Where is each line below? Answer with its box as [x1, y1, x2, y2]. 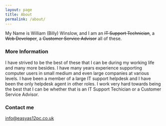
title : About [5, 12, 32, 17]
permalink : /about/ [5, 16, 46, 21]
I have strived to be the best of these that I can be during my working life [5, 59, 155, 65]
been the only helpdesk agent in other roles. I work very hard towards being [5, 80, 161, 86]
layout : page [5, 7, 32, 12]
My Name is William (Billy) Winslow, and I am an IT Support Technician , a [5, 30, 155, 36]
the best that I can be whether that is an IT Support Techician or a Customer [5, 86, 162, 92]
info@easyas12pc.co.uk [5, 115, 54, 121]
